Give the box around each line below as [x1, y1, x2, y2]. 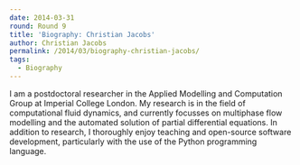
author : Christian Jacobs [9, 38, 107, 48]
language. [9, 145, 47, 156]
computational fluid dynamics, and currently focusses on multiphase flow [9, 107, 283, 118]
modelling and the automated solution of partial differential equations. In [9, 116, 278, 127]
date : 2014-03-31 [9, 13, 75, 23]
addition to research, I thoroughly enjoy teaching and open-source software [9, 126, 292, 137]
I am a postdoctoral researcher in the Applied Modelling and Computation [9, 87, 283, 99]
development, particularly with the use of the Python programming [9, 136, 258, 147]
